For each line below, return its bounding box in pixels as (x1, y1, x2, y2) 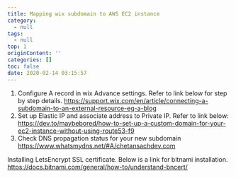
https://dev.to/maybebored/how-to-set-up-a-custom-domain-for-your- (17, 119, 226, 127)
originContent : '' (7, 50, 62, 57)
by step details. (17, 96, 62, 105)
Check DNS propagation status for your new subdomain (17, 133, 181, 142)
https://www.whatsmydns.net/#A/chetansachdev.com (17, 141, 176, 150)
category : (7, 17, 37, 24)
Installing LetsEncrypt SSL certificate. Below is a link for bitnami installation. (7, 155, 228, 163)
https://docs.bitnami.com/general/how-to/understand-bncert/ (7, 162, 188, 171)
